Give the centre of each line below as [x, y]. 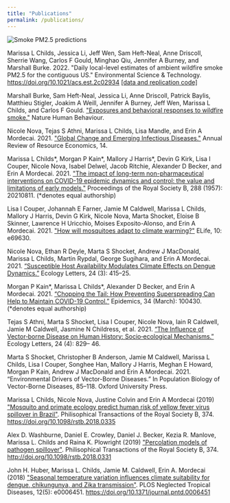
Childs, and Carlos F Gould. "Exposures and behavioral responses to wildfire [115, 110]
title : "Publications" [39, 13]
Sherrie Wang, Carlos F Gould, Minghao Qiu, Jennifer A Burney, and [103, 60]
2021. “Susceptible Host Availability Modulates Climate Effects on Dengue [111, 266]
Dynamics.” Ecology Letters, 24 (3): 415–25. [69, 273]
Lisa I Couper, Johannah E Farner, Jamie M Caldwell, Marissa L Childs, [107, 208]
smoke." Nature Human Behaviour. [56, 117]
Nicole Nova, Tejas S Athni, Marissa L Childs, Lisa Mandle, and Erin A [105, 131]
